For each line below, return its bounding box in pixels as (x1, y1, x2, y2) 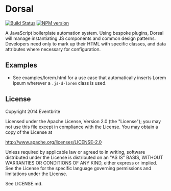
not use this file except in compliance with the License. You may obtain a (5, 124, 158, 130)
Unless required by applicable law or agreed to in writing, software (5, 149, 145, 155)
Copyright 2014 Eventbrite (5, 108, 61, 114)
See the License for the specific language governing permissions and (5, 165, 152, 171)
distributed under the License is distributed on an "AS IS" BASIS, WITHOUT (5, 154, 163, 160)
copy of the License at (5, 129, 53, 135)
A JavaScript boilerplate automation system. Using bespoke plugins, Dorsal (5, 30, 164, 36)
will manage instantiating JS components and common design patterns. (5, 35, 156, 41)
